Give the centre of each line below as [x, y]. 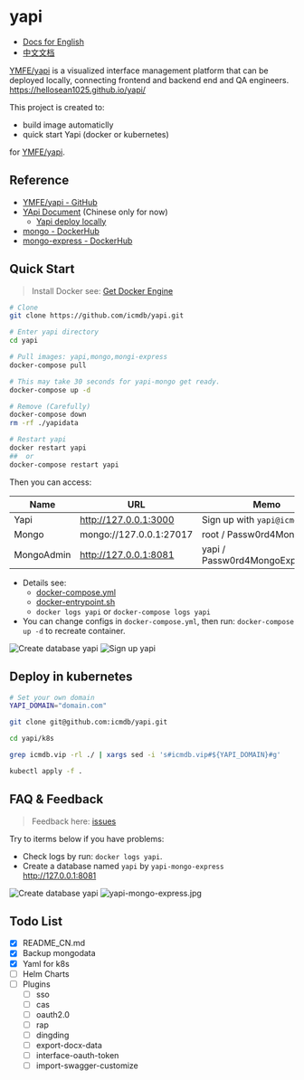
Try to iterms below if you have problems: [87, 838]
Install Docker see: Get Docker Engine [102, 290]
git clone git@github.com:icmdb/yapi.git [89, 722]
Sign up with [228, 519]
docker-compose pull [48, 365]
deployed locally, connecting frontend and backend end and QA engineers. [149, 80]
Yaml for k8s [46, 963]
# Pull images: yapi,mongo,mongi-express [89, 357]
